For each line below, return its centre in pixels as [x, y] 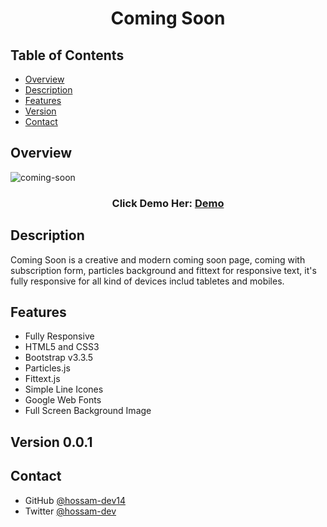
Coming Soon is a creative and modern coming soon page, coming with [158, 259]
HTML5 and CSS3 [62, 347]
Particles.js [47, 368]
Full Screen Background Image [88, 411]
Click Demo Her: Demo [168, 203]
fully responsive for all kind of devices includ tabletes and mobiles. [147, 281]
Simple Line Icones [64, 389]
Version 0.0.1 [51, 442]
